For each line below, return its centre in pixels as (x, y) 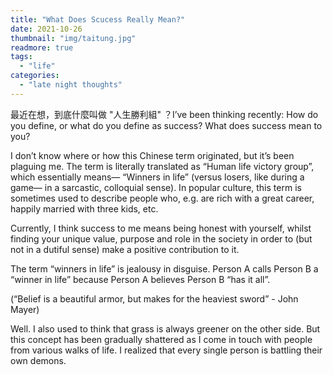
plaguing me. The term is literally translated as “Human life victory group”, (162, 166)
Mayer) (25, 309)
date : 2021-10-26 (46, 29)
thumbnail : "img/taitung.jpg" (73, 38)
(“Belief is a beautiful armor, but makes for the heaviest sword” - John (154, 298)
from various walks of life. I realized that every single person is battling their (166, 350)
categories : (35, 76)
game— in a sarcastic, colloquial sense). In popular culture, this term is (156, 187)
